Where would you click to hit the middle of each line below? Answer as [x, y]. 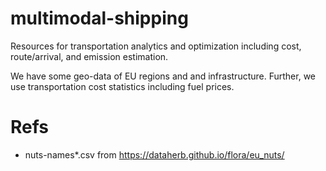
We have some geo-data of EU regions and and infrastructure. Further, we [163, 76]
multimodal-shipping [99, 18]
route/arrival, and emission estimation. [89, 56]
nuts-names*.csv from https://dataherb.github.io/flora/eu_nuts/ [154, 154]
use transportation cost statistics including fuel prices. [122, 86]
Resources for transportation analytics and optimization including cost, [156, 46]
